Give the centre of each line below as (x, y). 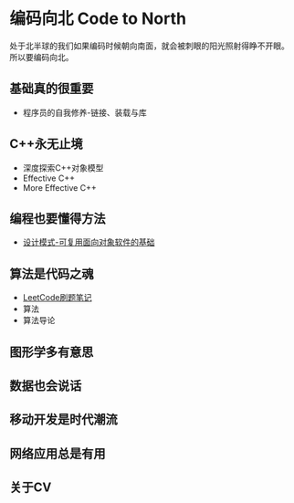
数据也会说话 (46, 386)
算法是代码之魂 (52, 273)
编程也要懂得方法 (58, 219)
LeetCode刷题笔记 (57, 298)
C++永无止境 (47, 144)
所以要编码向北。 (42, 57)
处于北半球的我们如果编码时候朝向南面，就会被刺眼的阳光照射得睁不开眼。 (149, 46)
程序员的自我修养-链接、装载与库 (85, 112)
